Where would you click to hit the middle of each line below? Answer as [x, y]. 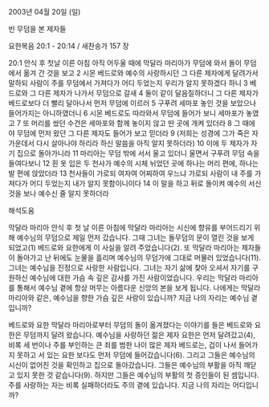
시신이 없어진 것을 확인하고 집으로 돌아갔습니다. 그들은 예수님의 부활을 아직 [125, 365]
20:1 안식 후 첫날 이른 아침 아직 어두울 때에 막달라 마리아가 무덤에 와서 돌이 [125, 63]
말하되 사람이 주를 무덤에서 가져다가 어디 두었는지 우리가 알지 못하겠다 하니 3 [128, 83]
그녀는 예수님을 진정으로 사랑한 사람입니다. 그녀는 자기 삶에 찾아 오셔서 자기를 [129, 268]
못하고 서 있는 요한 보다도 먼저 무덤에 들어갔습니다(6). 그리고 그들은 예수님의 [136, 355]
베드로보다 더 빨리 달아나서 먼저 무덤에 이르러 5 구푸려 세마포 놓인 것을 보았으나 [132, 103]
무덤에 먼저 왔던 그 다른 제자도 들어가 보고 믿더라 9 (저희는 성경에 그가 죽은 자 [137, 133]
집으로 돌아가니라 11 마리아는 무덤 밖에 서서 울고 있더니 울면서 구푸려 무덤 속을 [138, 153]
